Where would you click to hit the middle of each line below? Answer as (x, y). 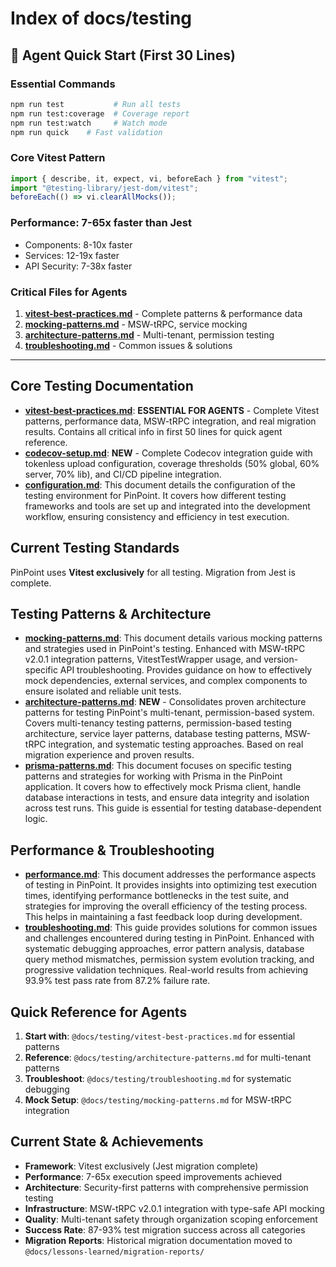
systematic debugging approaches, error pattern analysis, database (164, 949)
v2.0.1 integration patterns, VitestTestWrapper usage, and (143, 659)
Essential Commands (63, 84)
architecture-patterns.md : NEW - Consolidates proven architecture (165, 702)
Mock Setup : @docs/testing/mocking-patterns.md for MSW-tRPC (158, 1099)
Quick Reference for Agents (99, 1012)
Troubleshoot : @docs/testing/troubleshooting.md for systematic (158, 1078)
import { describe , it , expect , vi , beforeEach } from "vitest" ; (149, 178)
